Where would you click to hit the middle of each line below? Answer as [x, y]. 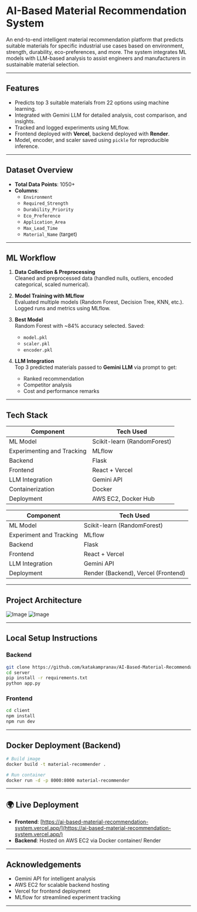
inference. [27, 146]
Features [23, 88]
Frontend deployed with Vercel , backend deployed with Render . [92, 134]
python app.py [23, 684]
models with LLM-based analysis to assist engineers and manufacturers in [96, 58]
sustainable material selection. [43, 64]
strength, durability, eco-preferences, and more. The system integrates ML [96, 52]
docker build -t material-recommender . [56, 764]
